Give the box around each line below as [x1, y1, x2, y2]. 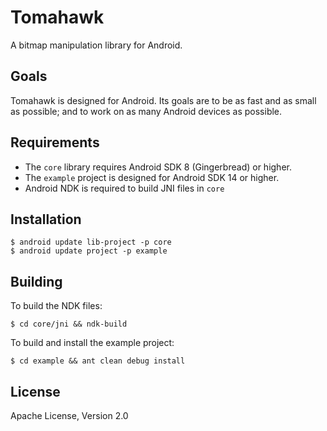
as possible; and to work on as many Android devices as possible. [10, 105, 283, 117]
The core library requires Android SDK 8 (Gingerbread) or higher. [24, 161, 292, 173]
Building [10, 273, 63, 290]
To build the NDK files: [10, 300, 103, 312]
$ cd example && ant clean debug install [10, 356, 186, 366]
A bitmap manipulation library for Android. [10, 39, 183, 51]
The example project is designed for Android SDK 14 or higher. [24, 171, 280, 183]
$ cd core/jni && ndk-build [10, 319, 128, 330]
